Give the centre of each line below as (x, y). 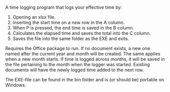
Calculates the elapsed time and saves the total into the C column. (82, 33)
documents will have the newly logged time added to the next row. (75, 70)
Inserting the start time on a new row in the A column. (69, 22)
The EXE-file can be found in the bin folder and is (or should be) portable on (85, 80)
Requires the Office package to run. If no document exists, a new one (78, 48)
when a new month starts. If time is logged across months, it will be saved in (85, 59)
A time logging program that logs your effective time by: (64, 7)
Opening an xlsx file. (34, 17)
